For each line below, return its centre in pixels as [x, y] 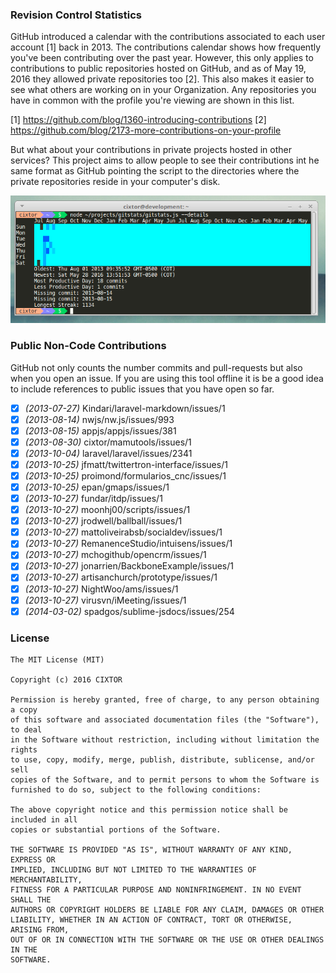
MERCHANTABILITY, [46, 880]
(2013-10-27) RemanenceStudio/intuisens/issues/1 [128, 544]
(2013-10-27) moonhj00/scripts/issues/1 [107, 510]
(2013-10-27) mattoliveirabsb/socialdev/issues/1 [123, 532]
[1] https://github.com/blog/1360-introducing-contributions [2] [138, 120]
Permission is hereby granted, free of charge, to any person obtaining [165, 700]
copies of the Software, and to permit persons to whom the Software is [165, 780]
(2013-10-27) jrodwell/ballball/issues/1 [103, 521]
